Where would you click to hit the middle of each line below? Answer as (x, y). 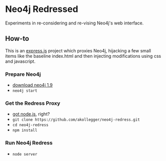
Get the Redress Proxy (33, 103)
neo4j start (25, 91)
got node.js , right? (31, 114)
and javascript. (20, 61)
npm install (25, 131)
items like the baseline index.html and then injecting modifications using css (83, 56)
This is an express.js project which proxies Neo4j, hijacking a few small (78, 50)
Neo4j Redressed (42, 9)
